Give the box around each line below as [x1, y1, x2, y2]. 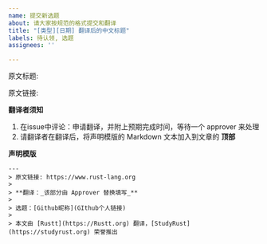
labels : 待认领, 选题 [8, 33, 74, 42]
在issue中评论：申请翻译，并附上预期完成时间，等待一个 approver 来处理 [19, 122, 260, 132]
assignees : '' [8, 41, 56, 49]
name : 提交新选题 [8, 11, 60, 20]
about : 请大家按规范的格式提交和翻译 [8, 19, 117, 27]
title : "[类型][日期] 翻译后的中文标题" [8, 26, 130, 34]
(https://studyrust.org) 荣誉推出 [8, 228, 118, 236]
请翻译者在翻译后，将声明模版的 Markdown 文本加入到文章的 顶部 [19, 132, 236, 142]
